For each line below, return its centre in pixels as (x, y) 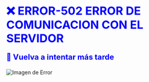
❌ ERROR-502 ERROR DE (74, 11)
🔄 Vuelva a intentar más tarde (60, 57)
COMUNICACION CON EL (75, 25)
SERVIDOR (35, 38)
